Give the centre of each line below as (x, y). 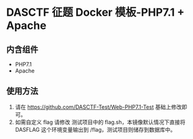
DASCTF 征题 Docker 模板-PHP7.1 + (95, 12)
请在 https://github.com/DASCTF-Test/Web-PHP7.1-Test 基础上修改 (98, 107)
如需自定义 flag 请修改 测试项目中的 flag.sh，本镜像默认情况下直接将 (100, 122)
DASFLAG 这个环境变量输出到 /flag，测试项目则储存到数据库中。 (95, 129)
